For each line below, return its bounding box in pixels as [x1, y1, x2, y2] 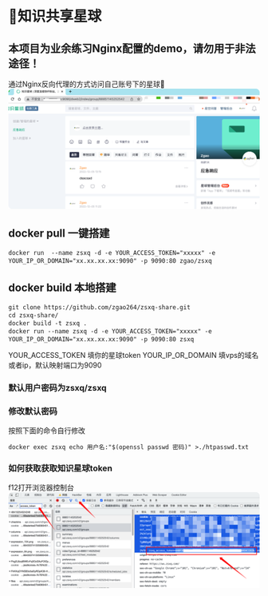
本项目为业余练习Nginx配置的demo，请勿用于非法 [8, 42, 257, 55]
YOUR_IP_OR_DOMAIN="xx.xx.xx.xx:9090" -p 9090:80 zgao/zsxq [8, 257, 213, 265]
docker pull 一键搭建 [8, 227, 110, 240]
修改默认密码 [8, 406, 58, 417]
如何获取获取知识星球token [8, 463, 113, 474]
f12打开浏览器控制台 [8, 483, 74, 492]
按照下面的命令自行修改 [8, 425, 85, 435]
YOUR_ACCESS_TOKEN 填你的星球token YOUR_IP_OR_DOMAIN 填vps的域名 [8, 351, 259, 360]
